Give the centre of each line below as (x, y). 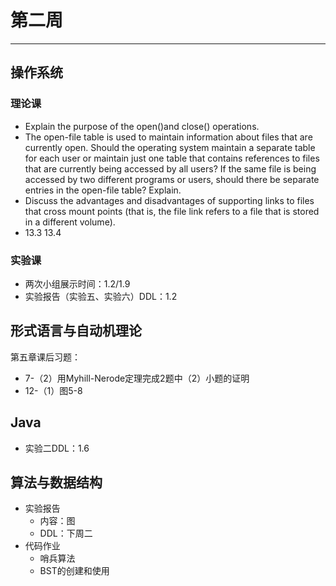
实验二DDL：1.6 (57, 448)
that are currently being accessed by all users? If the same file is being (170, 168)
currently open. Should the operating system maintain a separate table (170, 147)
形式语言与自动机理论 (76, 331)
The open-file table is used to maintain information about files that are (168, 137)
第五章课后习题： (45, 357)
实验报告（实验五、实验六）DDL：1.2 (101, 296)
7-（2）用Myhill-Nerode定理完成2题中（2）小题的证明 (137, 378)
